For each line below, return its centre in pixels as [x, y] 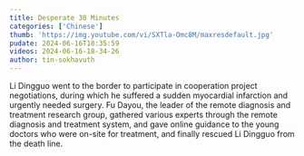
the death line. [36, 143]
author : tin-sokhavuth [52, 60]
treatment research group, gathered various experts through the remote [144, 115]
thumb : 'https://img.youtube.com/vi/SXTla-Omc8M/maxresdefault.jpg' [142, 34]
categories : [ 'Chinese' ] [56, 26]
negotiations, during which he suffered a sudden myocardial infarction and [149, 95]
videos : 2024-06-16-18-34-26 [64, 52]
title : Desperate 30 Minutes [64, 18]
